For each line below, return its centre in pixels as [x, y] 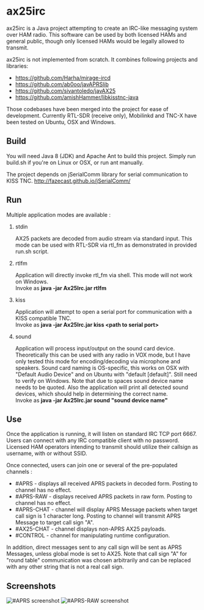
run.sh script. [32, 251]
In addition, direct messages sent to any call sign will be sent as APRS [94, 547]
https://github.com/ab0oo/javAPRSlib [62, 84]
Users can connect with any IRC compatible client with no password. [93, 440]
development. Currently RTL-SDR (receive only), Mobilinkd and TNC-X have [102, 115]
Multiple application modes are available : [59, 214]
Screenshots [31, 586]
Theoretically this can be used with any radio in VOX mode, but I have [103, 355]
